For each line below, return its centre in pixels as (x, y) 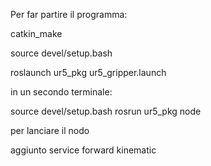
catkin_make (36, 33)
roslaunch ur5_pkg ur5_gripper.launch (88, 72)
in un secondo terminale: (61, 92)
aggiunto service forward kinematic (83, 150)
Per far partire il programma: (69, 14)
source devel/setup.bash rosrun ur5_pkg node (106, 111)
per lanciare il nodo (50, 130)
